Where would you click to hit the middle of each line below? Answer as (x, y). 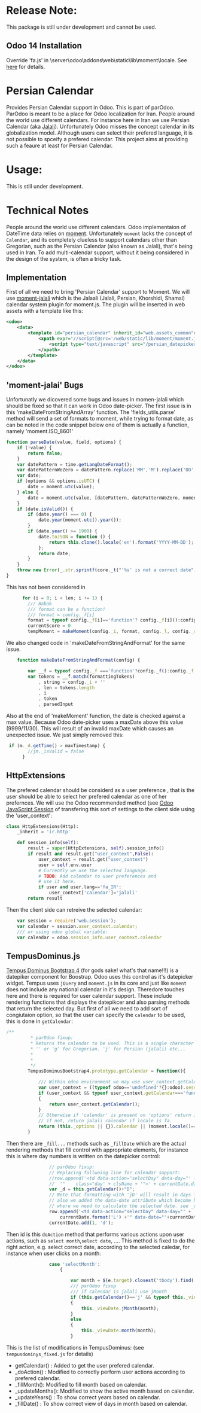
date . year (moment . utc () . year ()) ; (80, 520)
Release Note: (42, 10)
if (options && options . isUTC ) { (59, 481)
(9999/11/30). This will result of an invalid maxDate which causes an (90, 729)
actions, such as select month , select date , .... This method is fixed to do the (100, 1240)
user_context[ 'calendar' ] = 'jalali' (93, 893)
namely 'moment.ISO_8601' (40, 431)
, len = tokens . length (66, 688)
